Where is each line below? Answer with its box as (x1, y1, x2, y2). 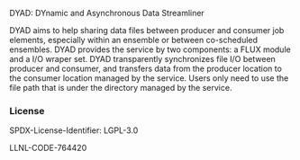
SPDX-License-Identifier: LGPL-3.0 (9, 125, 139, 136)
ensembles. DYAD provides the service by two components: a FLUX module (9, 44, 291, 55)
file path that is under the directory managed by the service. (9, 83, 232, 93)
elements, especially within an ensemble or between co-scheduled (9, 35, 259, 45)
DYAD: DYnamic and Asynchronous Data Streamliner (9, 8, 205, 18)
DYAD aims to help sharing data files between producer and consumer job (9, 25, 285, 35)
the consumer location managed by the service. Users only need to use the (9, 73, 289, 84)
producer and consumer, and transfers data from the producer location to (9, 63, 282, 74)
